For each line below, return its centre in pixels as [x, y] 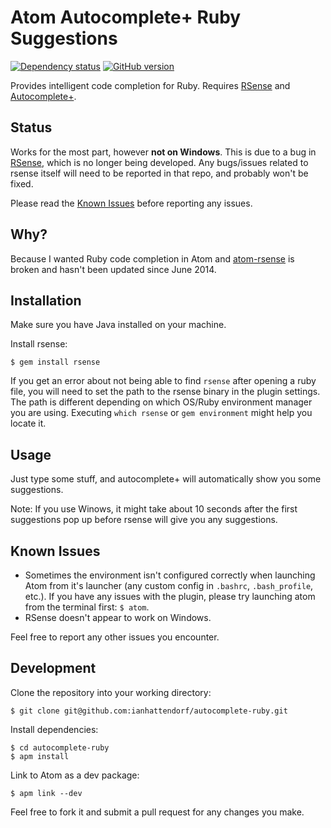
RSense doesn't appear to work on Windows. [118, 617]
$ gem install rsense [55, 362]
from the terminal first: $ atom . [87, 607]
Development [53, 668]
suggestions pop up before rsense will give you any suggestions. [144, 520]
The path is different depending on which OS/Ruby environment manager [161, 402]
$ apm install [40, 756]
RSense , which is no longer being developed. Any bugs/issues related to [159, 162]
